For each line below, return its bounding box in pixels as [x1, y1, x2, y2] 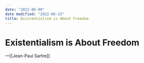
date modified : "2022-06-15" [5, 12, 65, 16]
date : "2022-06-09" [5, 7, 45, 12]
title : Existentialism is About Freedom [5, 16, 89, 21]
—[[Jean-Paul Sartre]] [5, 53, 50, 59]
